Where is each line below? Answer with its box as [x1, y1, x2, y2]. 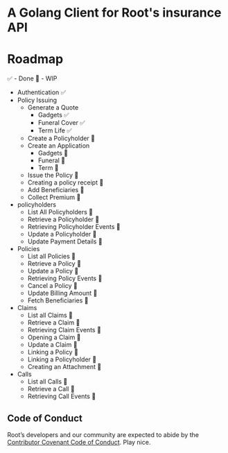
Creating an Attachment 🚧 [27, 363, 102, 371]
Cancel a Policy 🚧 [27, 282, 78, 290]
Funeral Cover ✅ [37, 119, 85, 127]
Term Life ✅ [37, 126, 73, 135]
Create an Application [27, 142, 90, 150]
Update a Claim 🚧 [27, 341, 78, 349]
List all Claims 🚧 [27, 311, 73, 320]
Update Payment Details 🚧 [27, 237, 103, 246]
